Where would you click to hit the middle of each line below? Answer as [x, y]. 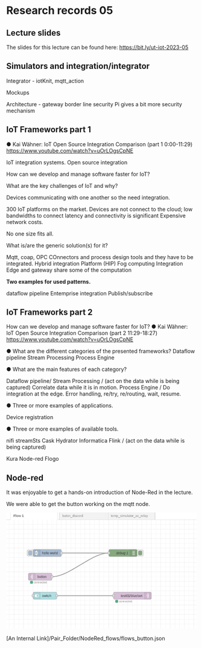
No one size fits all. [30, 234]
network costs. [25, 222]
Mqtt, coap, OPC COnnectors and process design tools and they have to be [100, 257]
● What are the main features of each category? [67, 370]
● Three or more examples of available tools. [62, 429]
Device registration [30, 417]
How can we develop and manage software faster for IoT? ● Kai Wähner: [97, 327]
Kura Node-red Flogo [33, 459]
